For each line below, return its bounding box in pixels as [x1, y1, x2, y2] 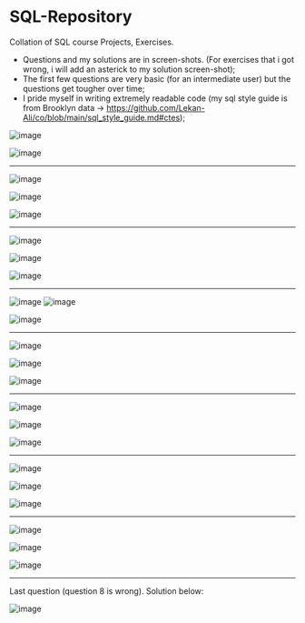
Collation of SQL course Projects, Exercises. [9, 36, 174, 47]
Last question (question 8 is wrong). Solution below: [9, 585, 204, 597]
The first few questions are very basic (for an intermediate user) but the [22, 73, 291, 84]
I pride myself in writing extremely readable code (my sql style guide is [22, 93, 288, 104]
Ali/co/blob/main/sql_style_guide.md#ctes [22, 112, 181, 123]
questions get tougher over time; [22, 83, 145, 94]
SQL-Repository [9, 6, 133, 27]
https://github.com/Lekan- [106, 102, 206, 113]
